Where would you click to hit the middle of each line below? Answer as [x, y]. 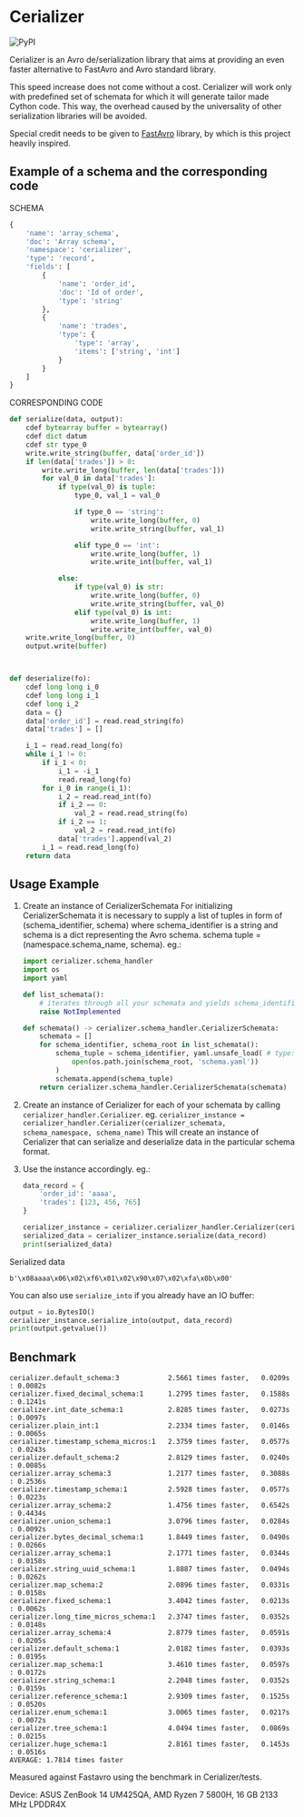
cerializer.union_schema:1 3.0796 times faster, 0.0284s [150, 1521]
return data [48, 856]
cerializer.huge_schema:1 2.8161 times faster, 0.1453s [150, 1744]
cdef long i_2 [52, 704]
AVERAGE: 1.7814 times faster [67, 1761]
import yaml [45, 979]
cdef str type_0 [57, 444]
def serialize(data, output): [67, 419]
